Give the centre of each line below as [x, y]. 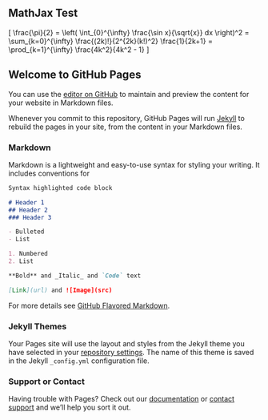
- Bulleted [26, 232]
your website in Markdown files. [61, 103]
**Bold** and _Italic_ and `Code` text [75, 276]
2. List [21, 261]
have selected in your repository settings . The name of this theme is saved [131, 352]
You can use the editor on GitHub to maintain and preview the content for [129, 94]
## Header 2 [28, 210]
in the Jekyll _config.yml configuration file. [79, 361]
